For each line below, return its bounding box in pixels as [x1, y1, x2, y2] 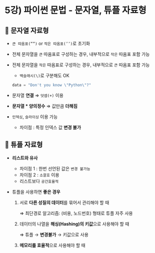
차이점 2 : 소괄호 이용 [19, 172, 60, 178]
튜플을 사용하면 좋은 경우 [12, 189, 61, 195]
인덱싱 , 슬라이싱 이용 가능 [12, 114, 58, 120]
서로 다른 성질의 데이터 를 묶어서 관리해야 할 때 [19, 199, 109, 205]
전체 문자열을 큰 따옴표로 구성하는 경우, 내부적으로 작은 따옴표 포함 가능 [12, 51, 150, 57]
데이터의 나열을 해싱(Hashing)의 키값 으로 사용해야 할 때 [19, 221, 129, 227]
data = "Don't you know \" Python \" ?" [12, 82, 92, 88]
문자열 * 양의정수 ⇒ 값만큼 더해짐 [12, 103, 77, 109]
